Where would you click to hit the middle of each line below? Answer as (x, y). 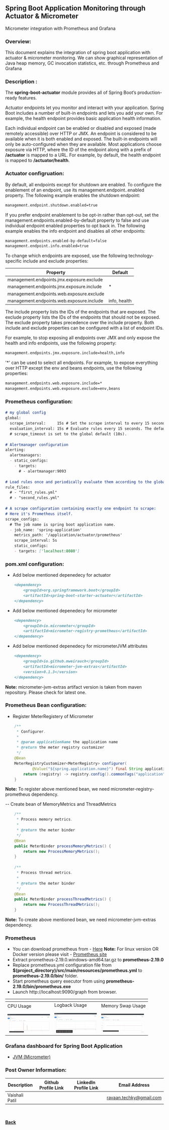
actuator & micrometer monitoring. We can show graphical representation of (84, 58)
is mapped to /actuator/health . (37, 161)
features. (28, 98)
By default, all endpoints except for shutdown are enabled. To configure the (83, 184)
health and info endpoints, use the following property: (61, 343)
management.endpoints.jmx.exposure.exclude (55, 280)
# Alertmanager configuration (37, 445)
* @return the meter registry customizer (60, 748)
